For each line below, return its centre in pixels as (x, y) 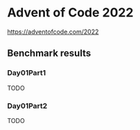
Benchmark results (49, 53)
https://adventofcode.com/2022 (53, 32)
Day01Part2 (27, 106)
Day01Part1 (27, 73)
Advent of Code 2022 (70, 13)
